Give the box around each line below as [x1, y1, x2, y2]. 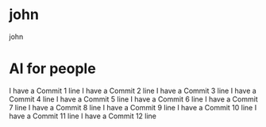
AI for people [9, 60, 96, 78]
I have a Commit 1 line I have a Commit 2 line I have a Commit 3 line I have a [9, 86, 256, 95]
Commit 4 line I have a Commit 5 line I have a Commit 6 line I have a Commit [9, 94, 258, 104]
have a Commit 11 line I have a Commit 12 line [9, 111, 157, 121]
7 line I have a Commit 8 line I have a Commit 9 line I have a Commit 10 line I [9, 102, 257, 112]
